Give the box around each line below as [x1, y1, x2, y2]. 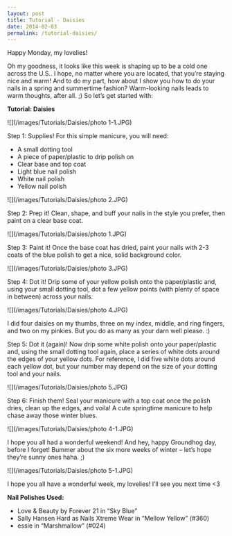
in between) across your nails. [7, 292, 93, 301]
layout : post [7, 10, 45, 17]
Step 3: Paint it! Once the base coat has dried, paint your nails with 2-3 [7, 244, 209, 252]
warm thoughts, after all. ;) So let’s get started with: [7, 92, 154, 100]
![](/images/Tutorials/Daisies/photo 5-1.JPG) [7, 467, 134, 475]
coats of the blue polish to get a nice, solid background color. [7, 251, 182, 259]
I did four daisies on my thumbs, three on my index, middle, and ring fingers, [7, 319, 225, 328]
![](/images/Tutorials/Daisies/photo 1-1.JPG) [7, 119, 132, 127]
